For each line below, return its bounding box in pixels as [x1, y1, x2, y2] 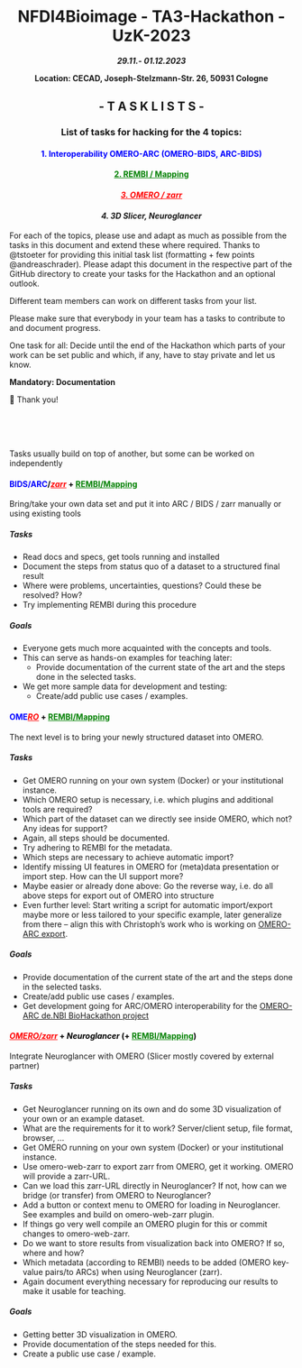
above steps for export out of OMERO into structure [22, 890, 215, 901]
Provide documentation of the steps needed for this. [22, 1338, 217, 1349]
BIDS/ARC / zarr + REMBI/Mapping [9, 478, 138, 489]
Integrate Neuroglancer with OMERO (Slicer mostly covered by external [9, 1051, 275, 1061]
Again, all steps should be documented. [22, 832, 170, 843]
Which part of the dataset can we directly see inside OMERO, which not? [22, 813, 293, 824]
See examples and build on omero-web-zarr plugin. [22, 1208, 215, 1219]
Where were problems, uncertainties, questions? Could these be [22, 580, 261, 592]
